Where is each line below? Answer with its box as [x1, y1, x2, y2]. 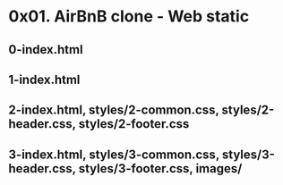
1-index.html [8, 71, 81, 87]
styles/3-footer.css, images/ [78, 161, 243, 176]
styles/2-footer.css [78, 116, 190, 131]
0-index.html [8, 42, 83, 57]
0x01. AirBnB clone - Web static [8, 6, 250, 27]
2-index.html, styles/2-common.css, [8, 103, 219, 118]
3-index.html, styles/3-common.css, [8, 147, 220, 162]
